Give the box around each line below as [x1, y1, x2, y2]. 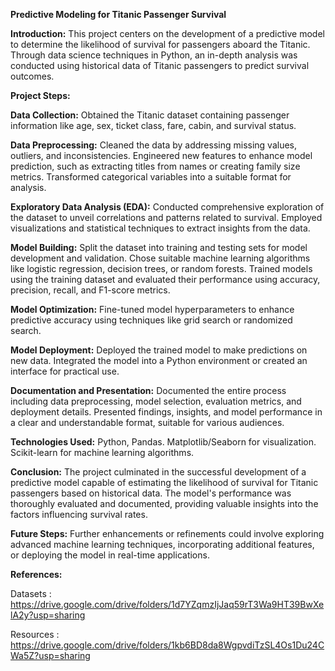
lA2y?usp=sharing [10, 609, 86, 621]
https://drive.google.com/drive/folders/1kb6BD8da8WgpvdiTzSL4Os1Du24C [10, 639, 325, 651]
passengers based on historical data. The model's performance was [10, 487, 292, 499]
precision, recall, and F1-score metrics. [10, 284, 171, 296]
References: [10, 569, 63, 580]
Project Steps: [10, 90, 71, 101]
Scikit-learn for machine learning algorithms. [10, 447, 195, 458]
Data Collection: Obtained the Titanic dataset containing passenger [10, 109, 290, 121]
